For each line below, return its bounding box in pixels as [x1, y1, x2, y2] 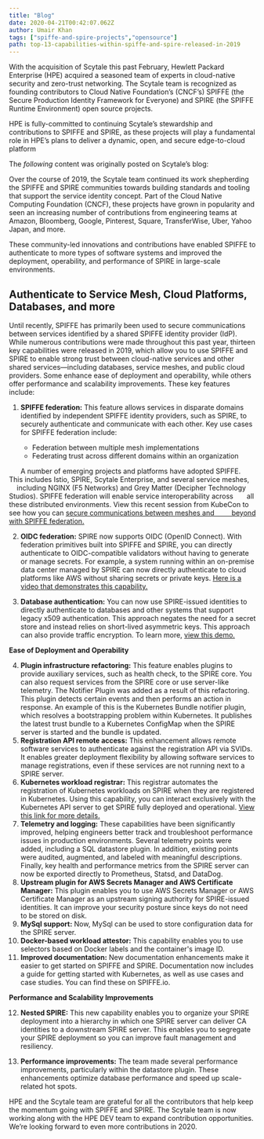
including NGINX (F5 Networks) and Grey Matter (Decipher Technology [16, 483, 246, 492]
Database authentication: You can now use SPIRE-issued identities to [20, 597, 248, 606]
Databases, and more [9, 300, 116, 313]
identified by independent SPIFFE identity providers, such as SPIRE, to [20, 411, 248, 420]
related [20, 1081, 44, 1091]
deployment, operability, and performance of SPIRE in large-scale [9, 257, 221, 266]
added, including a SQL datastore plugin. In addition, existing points [20, 844, 239, 853]
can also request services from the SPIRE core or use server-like [20, 677, 230, 687]
